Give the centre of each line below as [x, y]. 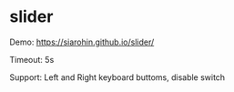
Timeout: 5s [32, 59]
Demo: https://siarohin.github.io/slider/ [82, 42]
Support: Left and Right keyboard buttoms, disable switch [117, 77]
